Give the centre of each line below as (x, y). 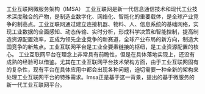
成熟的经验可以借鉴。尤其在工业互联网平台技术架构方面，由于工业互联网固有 (103, 62)
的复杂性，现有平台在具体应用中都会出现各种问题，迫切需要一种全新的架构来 (103, 69)
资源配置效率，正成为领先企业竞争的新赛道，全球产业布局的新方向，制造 (102, 39)
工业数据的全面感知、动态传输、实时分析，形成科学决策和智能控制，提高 (102, 32)
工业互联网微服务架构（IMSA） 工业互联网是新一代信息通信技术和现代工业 (99, 9)
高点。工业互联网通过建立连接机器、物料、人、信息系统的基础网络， (108, 24)
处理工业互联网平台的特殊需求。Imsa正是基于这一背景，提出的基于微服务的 (101, 77)
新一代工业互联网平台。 (36, 85)
